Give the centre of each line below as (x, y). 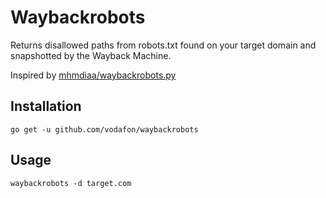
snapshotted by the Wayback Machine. (91, 55)
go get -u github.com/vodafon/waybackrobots (104, 129)
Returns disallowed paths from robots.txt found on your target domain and (163, 45)
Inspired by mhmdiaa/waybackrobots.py (93, 75)
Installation (46, 106)
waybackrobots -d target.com (71, 183)
